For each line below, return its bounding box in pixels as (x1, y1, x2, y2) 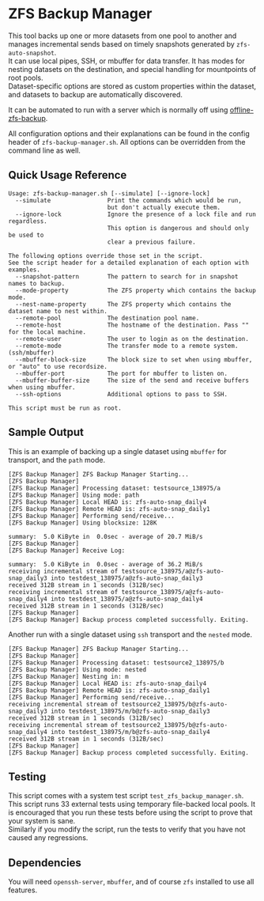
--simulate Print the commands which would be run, (15, 196, 243, 204)
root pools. (8, 73, 43, 82)
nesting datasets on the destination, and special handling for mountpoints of (8, 64, 257, 74)
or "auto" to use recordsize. (8, 362, 108, 370)
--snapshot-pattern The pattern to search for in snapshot (15, 272, 239, 281)
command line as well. (8, 146, 81, 155)
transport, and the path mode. (8, 455, 105, 464)
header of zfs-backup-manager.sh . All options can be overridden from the (8, 137, 246, 146)
